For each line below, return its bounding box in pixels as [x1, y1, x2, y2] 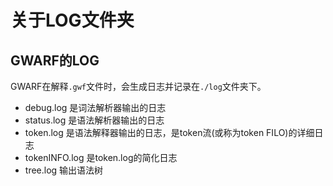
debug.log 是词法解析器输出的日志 [24, 102, 167, 113]
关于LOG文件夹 [10, 9, 135, 32]
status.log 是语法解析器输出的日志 [24, 114, 165, 126]
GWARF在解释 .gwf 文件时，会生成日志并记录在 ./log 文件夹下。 [10, 81, 267, 92]
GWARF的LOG [10, 52, 100, 69]
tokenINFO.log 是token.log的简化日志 [24, 152, 178, 163]
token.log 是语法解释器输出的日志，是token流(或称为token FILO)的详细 [24, 127, 315, 138]
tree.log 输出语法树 [24, 164, 104, 176]
